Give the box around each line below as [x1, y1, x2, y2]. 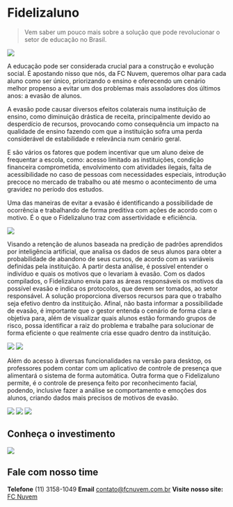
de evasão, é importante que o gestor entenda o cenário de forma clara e [7, 306, 218, 315]
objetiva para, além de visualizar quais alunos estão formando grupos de [7, 313, 216, 322]
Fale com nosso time [7, 467, 99, 478]
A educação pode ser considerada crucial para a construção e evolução [7, 61, 214, 70]
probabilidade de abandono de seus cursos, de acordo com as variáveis [7, 254, 214, 263]
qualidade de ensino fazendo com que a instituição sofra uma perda [7, 127, 203, 135]
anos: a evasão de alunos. [7, 91, 82, 100]
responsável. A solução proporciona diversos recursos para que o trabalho [7, 291, 222, 300]
